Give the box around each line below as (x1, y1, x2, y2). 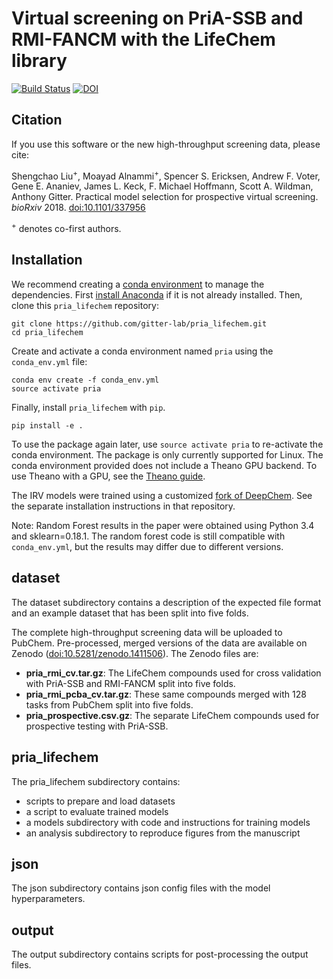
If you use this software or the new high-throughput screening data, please (11, 138, 321, 150)
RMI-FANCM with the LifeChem (11, 28, 276, 51)
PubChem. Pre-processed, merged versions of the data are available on (11, 637, 308, 649)
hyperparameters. (11, 893, 86, 905)
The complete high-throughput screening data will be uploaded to (11, 626, 283, 638)
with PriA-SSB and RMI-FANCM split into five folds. (25, 677, 236, 689)
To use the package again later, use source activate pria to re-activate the (11, 438, 324, 450)
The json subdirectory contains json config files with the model (11, 882, 271, 894)
